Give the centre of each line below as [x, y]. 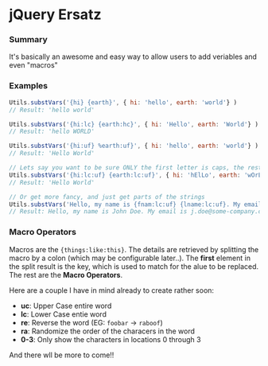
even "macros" [33, 65]
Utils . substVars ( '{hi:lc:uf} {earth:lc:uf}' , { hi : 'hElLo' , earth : [125, 175]
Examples [29, 86]
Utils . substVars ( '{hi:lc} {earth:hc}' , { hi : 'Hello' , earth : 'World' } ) [134, 124]
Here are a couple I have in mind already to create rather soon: [111, 290]
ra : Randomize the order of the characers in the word [108, 331]
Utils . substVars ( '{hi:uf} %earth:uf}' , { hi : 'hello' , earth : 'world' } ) [134, 146]
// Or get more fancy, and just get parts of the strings [107, 197]
